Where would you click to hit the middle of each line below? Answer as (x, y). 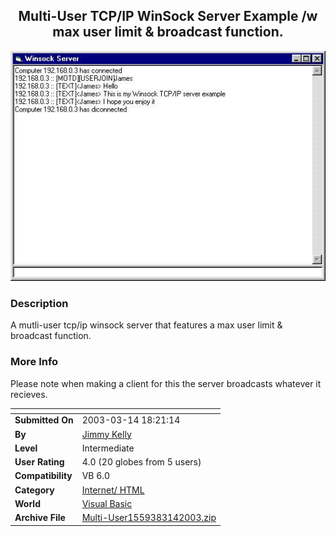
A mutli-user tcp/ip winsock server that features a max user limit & (146, 325)
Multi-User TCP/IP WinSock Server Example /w (168, 16)
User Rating (39, 462)
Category (34, 490)
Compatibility (43, 476)
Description (39, 303)
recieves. (29, 394)
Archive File (40, 518)
